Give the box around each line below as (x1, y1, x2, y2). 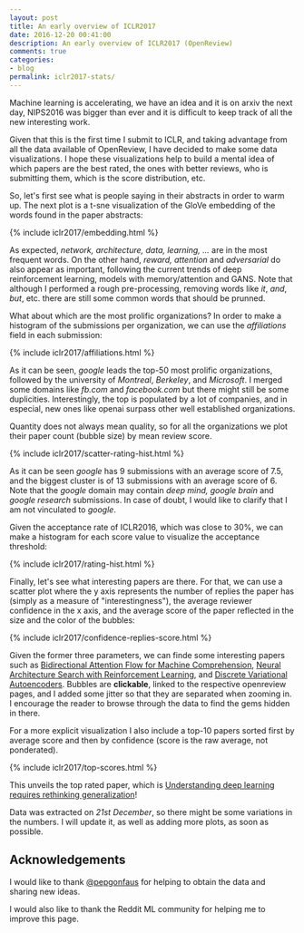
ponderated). (9, 744, 59, 755)
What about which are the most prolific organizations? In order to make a (9, 310, 282, 321)
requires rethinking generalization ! (9, 789, 138, 800)
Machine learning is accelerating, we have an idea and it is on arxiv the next (9, 97, 293, 108)
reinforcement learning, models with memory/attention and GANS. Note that (9, 273, 293, 284)
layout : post (9, 13, 59, 23)
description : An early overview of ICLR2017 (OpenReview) (9, 38, 233, 48)
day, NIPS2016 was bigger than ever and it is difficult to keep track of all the (9, 106, 293, 118)
